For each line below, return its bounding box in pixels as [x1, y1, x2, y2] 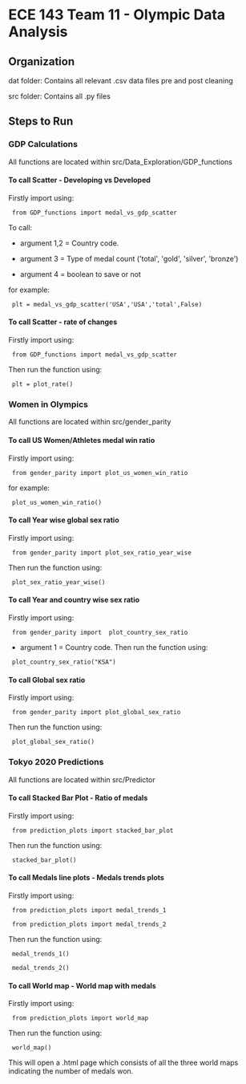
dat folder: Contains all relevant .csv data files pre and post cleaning [8, 76, 234, 85]
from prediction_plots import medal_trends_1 [11, 906, 167, 914]
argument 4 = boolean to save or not [19, 269, 142, 278]
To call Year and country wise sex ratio [8, 595, 140, 605]
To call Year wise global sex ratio [8, 515, 119, 525]
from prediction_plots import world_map [11, 1014, 149, 1022]
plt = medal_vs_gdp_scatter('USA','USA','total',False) [11, 300, 203, 308]
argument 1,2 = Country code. [19, 238, 119, 248]
